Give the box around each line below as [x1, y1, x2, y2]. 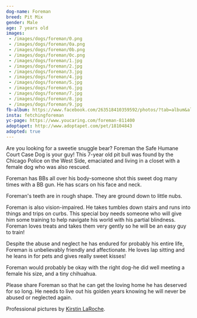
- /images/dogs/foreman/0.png [8, 36, 83, 42]
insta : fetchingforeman [6, 112, 64, 118]
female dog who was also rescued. [6, 163, 91, 170]
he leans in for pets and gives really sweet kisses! [6, 252, 126, 259]
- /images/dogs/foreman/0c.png [8, 52, 85, 58]
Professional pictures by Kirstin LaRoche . [6, 305, 106, 312]
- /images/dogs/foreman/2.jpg [8, 63, 83, 69]
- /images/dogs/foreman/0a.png [8, 42, 85, 48]
